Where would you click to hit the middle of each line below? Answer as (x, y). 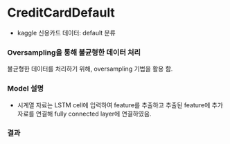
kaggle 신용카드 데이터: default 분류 (66, 33)
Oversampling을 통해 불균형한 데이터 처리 (74, 52)
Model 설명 (25, 89)
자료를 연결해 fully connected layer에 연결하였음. (84, 114)
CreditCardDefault (61, 13)
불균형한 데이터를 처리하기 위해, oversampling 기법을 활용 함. (90, 69)
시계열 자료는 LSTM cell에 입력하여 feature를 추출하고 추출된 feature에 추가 (120, 105)
